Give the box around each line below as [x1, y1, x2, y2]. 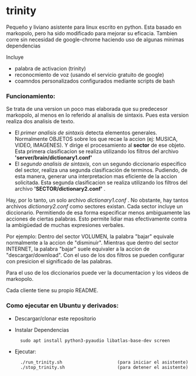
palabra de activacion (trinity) [14, 65, 86, 72]
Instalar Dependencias [14, 326, 69, 333]
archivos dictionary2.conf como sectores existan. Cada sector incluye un [6, 203, 183, 210]
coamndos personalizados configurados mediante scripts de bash [14, 77, 175, 84]
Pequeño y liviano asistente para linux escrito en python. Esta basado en [6, 23, 182, 31]
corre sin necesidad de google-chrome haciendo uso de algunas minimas [6, 36, 184, 43]
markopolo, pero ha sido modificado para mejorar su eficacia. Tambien [6, 29, 178, 36]
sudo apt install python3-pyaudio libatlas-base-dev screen [20, 337, 170, 344]
